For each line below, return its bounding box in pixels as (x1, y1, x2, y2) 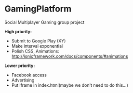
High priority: (4, 28, 32, 34)
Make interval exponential (11, 43, 63, 49)
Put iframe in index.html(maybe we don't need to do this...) (11, 82, 128, 88)
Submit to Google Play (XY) (11, 38, 66, 44)
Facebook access (11, 72, 47, 78)
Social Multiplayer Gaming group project (4, 19, 85, 25)
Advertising (11, 77, 35, 83)
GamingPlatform (4, 3, 72, 14)
